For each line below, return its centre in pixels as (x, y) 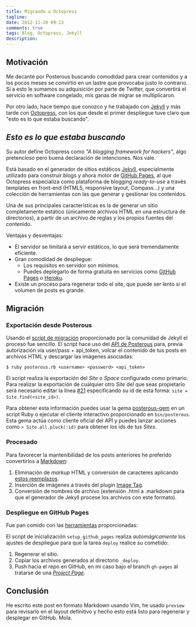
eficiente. (26, 253)
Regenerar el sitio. (36, 554)
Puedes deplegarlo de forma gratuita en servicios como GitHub (99, 271)
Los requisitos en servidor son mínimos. (71, 265)
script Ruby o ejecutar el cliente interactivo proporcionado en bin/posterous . (98, 414)
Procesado (22, 442)
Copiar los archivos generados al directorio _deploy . (77, 560)
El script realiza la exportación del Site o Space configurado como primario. (97, 378)
